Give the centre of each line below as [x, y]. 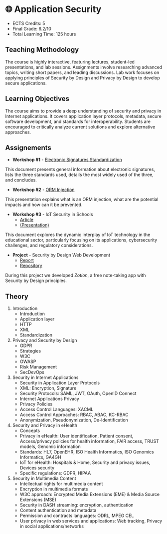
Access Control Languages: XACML [57, 409]
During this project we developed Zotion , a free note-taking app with [76, 275]
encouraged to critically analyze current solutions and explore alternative [80, 126]
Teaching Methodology [42, 50]
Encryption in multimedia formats [54, 489]
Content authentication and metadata [58, 510]
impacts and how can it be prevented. [44, 205]
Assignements [28, 148]
